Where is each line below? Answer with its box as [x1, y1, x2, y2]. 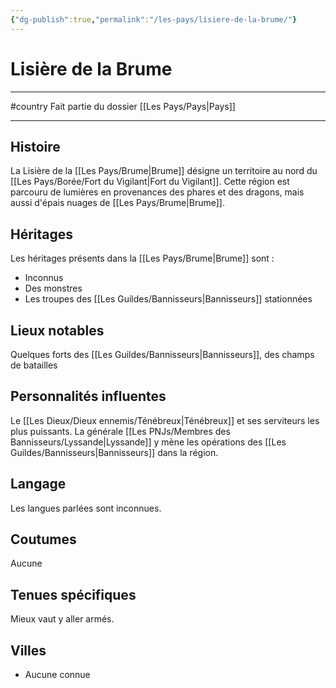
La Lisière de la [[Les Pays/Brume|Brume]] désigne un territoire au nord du [10, 165, 318, 177]
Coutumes [10, 531, 77, 548]
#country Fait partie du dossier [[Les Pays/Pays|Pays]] [10, 100, 236, 112]
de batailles [10, 359, 58, 371]
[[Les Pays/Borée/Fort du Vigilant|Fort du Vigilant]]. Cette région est [10, 176, 290, 188]
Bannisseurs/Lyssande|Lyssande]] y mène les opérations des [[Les [10, 436, 287, 448]
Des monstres [24, 282, 83, 295]
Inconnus [24, 272, 64, 284]
